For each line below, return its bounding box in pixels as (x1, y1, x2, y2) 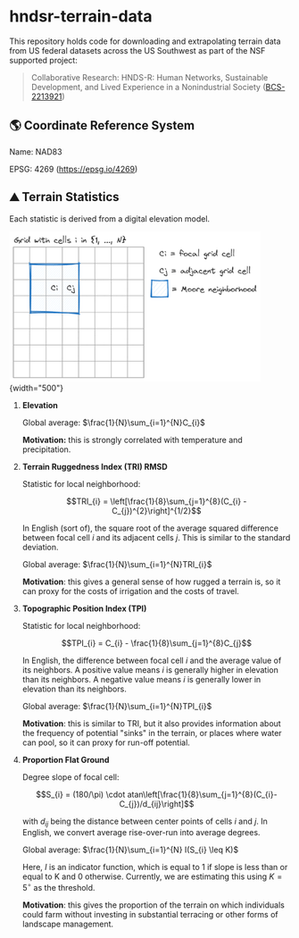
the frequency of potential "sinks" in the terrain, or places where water (21, 727, 283, 738)
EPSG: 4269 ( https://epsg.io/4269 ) (9, 163, 138, 174)
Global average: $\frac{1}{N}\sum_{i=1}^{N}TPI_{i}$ (21, 700, 212, 711)
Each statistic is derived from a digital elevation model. (9, 213, 211, 224)
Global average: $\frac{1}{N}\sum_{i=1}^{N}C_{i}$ (21, 417, 205, 428)
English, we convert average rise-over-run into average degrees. (21, 827, 261, 838)
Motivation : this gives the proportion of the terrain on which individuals (21, 900, 286, 910)
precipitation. (21, 444, 71, 455)
